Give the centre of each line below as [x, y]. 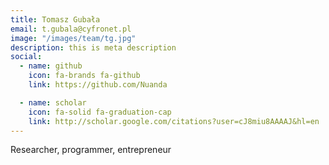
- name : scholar [53, 102]
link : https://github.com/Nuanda [98, 85]
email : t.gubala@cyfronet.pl [71, 29]
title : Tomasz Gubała [55, 19]
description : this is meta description [93, 47]
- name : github [51, 66]
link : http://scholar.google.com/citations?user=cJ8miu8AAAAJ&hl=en [174, 121]
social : [26, 57]
